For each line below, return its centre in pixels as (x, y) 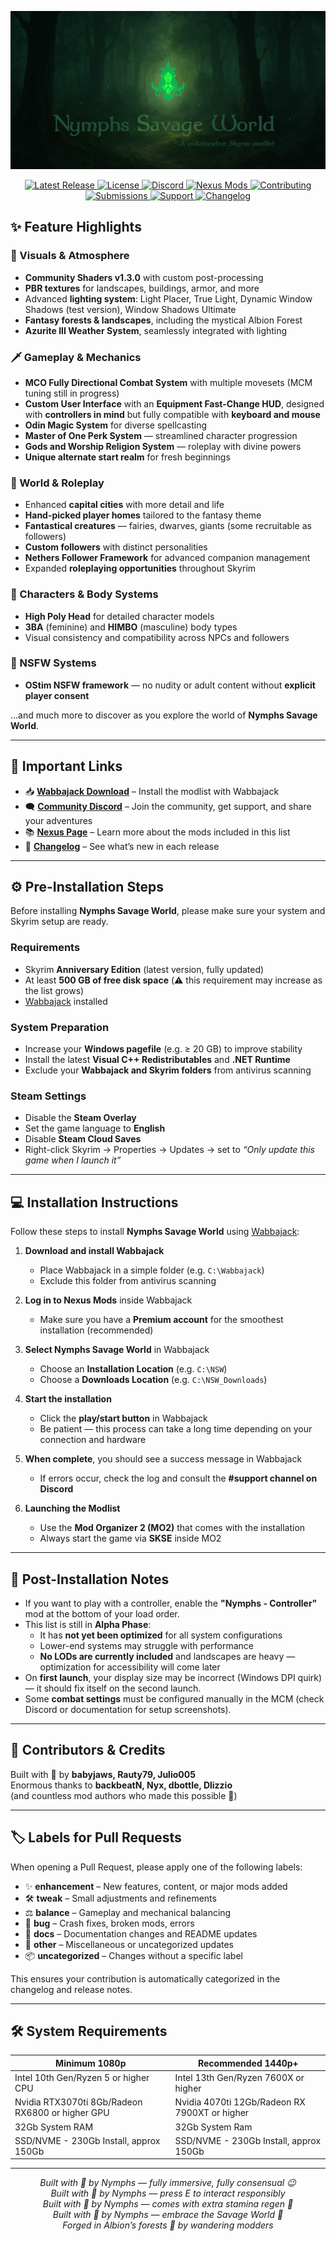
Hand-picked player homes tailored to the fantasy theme (143, 515)
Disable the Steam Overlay (80, 1118)
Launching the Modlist (72, 1508)
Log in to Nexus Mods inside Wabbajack (108, 1300)
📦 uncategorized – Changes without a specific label (133, 1955)
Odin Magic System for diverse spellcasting (116, 425)
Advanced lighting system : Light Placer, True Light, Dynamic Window (168, 298)
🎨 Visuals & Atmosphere (70, 256)
